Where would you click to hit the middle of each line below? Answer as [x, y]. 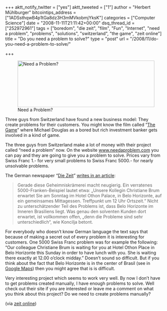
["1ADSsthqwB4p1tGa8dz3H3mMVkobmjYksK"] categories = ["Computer [80, 18]
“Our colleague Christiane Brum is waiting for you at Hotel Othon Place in [80, 247]
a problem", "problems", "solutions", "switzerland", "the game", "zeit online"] [83, 33]
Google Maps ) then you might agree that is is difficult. [60, 268]
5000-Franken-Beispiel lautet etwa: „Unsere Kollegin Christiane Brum [88, 190]
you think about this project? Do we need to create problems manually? [78, 294]
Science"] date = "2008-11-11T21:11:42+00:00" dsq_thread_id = [70, 23]
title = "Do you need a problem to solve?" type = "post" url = [67, 39]
